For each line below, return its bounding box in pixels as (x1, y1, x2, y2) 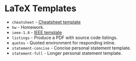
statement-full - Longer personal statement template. (11, 50, 123, 56)
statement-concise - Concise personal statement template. (11, 45, 131, 51)
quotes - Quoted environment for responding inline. (11, 40, 116, 45)
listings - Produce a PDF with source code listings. (11, 35, 118, 41)
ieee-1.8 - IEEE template (11, 29, 62, 35)
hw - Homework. (11, 24, 45, 30)
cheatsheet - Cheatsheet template (11, 19, 81, 25)
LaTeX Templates (4, 3, 77, 14)
